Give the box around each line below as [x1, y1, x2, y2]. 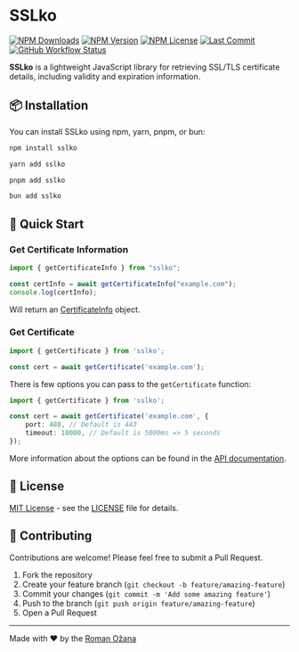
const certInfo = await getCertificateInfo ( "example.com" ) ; [9, 279, 238, 288]
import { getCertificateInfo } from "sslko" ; [9, 263, 181, 272]
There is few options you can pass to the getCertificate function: [9, 378, 252, 389]
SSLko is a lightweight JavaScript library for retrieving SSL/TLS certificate [9, 62, 280, 72]
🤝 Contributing [9, 528, 93, 544]
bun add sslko [9, 192, 62, 201]
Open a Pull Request [21, 607, 98, 618]
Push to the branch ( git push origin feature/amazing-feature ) [21, 598, 255, 608]
